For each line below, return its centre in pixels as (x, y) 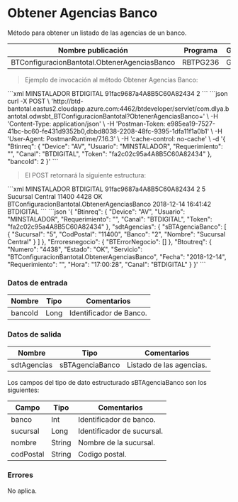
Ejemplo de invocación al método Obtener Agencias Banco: (111, 80)
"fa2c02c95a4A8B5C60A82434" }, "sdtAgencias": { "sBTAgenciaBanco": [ (117, 227)
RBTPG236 (200, 62)
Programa (201, 50)
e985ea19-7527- (191, 124)
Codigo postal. (102, 454)
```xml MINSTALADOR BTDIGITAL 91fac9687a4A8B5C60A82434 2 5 (107, 189)
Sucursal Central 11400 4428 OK (55, 196)
